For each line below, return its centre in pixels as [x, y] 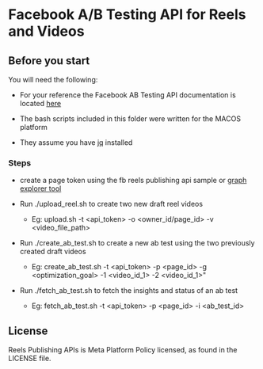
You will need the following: [53, 80]
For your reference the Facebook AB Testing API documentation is [128, 95]
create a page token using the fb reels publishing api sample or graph [133, 181]
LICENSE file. [30, 359]
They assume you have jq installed [76, 143]
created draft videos [53, 252]
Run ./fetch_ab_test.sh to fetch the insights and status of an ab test [129, 291]
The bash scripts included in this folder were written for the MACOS [130, 119]
